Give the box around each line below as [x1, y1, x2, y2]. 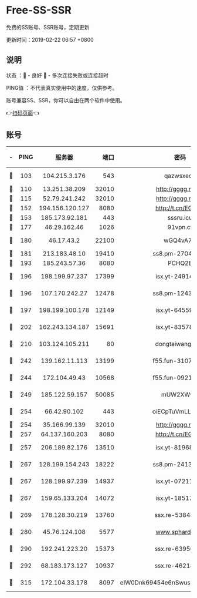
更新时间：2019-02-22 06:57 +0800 [6, 36, 94, 43]
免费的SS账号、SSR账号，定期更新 [6, 23, 90, 31]
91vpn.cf [167, 223, 193, 231]
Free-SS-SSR [6, 4, 72, 17]
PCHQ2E [168, 259, 192, 267]
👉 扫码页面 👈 [6, 109, 40, 116]
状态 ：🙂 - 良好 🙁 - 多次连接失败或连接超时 [6, 72, 108, 79]
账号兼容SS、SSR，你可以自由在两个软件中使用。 [6, 96, 125, 103]
